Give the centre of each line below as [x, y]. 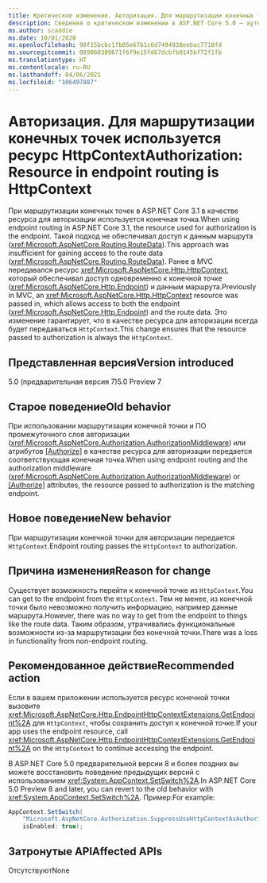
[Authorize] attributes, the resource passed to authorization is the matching [132, 485]
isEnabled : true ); [53, 827]
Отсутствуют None [39, 870]
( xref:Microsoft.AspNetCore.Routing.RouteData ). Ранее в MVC [110, 261]
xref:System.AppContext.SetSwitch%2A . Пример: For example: [112, 797]
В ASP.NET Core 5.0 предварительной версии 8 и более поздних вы [124, 763]
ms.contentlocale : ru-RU [49, 68]
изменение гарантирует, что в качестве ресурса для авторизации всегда [133, 321]
